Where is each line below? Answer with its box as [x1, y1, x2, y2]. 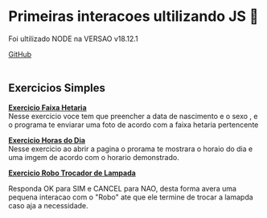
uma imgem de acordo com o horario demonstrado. [8, 152, 179, 162]
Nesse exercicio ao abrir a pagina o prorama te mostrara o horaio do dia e [8, 144, 253, 154]
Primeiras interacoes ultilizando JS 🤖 [8, 7, 259, 26]
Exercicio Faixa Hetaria [8, 102, 87, 112]
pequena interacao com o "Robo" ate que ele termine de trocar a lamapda [8, 192, 253, 202]
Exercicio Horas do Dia [8, 135, 86, 145]
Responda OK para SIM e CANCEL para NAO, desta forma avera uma [8, 183, 237, 193]
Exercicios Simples [8, 81, 106, 95]
